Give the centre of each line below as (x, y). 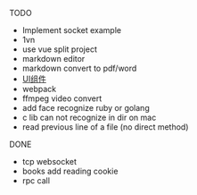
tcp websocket (49, 161)
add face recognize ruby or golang (86, 108)
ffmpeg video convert (62, 98)
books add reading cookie (70, 171)
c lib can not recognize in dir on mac (89, 117)
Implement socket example (72, 30)
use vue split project (60, 49)
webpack (39, 89)
